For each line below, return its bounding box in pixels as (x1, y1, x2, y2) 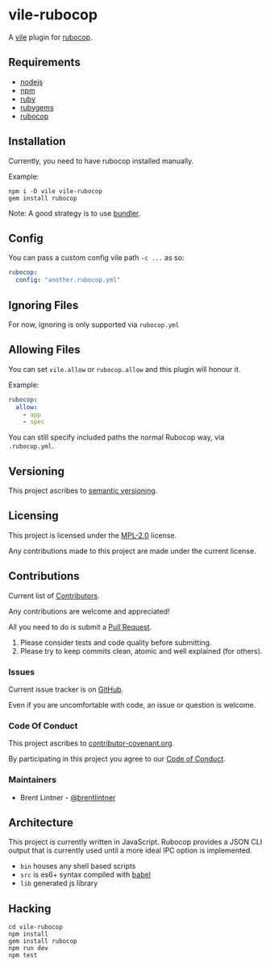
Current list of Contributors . (8, 590, 100, 601)
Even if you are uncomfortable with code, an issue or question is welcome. (8, 700, 256, 709)
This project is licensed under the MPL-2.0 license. (8, 530, 177, 540)
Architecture (8, 816, 74, 829)
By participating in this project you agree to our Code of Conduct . (8, 754, 226, 764)
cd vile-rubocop (8, 924, 63, 932)
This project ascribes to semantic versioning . (8, 486, 158, 496)
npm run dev (8, 944, 48, 953)
